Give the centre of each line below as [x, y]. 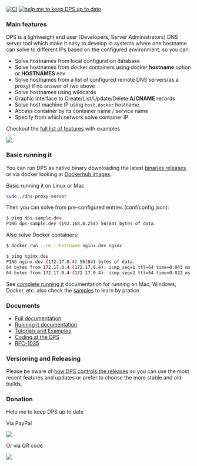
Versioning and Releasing [44, 358]
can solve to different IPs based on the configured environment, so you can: [98, 49]
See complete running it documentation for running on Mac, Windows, [91, 284]
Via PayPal [19, 423]
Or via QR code [24, 446]
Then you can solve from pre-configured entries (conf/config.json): [88, 207]
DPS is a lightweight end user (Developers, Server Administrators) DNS [92, 37]
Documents [23, 305]
